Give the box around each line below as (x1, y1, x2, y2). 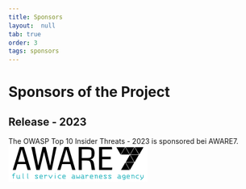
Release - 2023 (8, 115, 87, 128)
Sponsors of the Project (8, 83, 171, 101)
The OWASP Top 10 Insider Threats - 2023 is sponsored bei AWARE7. (8, 136, 239, 146)
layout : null (8, 21, 56, 30)
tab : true (8, 30, 42, 38)
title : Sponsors (8, 13, 63, 21)
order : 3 (8, 39, 38, 47)
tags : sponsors (8, 47, 60, 56)
